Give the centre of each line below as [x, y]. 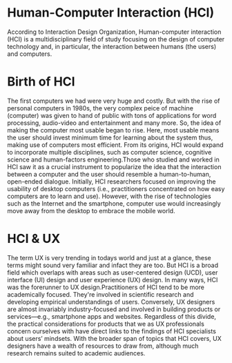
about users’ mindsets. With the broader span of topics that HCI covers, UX [115, 338]
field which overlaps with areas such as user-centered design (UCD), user [113, 272]
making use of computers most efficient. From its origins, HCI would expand [115, 145]
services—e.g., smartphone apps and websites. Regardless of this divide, [112, 316]
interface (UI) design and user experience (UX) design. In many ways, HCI [113, 279]
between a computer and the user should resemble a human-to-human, [109, 174]
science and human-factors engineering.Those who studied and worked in [113, 159]
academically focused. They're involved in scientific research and [101, 294]
